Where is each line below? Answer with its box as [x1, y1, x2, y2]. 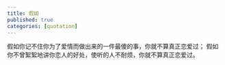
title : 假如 [7, 10, 39, 17]
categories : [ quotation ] [7, 23, 78, 29]
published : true [7, 16, 53, 23]
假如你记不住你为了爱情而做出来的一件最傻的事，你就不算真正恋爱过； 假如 [7, 42, 219, 51]
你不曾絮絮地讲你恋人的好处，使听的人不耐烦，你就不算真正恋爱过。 [7, 51, 199, 59]
